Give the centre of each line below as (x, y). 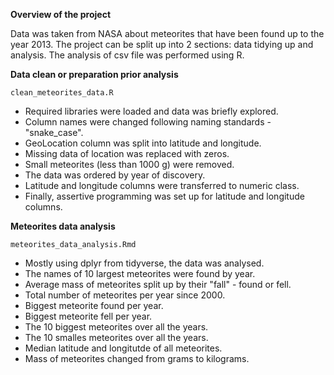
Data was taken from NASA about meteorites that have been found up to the (167, 33)
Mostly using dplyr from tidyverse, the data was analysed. (144, 263)
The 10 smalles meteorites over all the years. (116, 337)
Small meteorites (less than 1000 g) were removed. (129, 164)
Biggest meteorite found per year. (94, 305)
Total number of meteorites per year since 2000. (125, 295)
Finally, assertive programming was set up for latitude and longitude (164, 196)
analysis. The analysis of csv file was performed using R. (127, 55)
